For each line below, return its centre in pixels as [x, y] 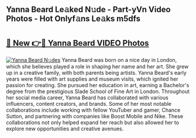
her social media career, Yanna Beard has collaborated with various [87, 98]
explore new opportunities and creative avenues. [65, 129]
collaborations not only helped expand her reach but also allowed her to [93, 123]
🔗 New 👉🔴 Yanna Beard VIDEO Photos [78, 43]
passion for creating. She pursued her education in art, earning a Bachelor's [98, 85]
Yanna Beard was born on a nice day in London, [119, 60]
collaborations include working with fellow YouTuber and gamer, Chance [93, 110]
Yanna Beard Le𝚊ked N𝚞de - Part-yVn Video [88, 10]
